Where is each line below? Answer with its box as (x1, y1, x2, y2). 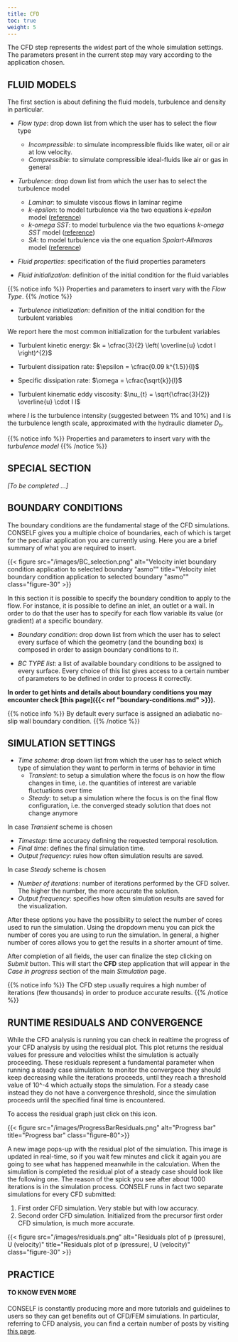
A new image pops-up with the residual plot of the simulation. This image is (7, 1145, 228, 1154)
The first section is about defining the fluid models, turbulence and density (7, 97, 226, 107)
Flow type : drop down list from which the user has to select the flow (17, 119, 217, 128)
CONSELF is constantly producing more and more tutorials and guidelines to (7, 1304, 231, 1312)
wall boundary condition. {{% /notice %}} (18, 716, 141, 725)
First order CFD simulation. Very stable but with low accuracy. (17, 1204, 199, 1213)
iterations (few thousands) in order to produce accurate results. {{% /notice (7, 989, 229, 997)
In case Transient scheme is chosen (7, 822, 113, 832)
